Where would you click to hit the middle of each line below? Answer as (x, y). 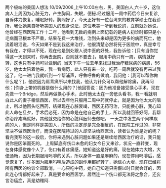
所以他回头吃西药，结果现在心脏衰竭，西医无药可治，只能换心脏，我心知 (87, 106)
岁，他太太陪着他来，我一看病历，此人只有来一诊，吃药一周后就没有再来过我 (83, 69)
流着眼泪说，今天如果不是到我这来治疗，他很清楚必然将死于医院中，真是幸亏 (83, 44)
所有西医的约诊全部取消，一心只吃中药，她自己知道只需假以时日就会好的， (81, 168)
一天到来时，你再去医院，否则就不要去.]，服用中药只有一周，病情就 (82, 57)
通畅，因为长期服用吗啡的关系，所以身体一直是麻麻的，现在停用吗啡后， (83, 156)
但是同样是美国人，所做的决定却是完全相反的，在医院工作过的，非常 (91, 125)
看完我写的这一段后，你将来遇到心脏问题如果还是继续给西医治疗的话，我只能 (83, 137)
